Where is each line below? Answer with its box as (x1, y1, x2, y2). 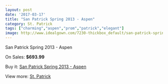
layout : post (5, 7, 32, 12)
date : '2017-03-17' (5, 12, 46, 17)
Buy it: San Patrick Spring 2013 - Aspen (5, 63, 86, 69)
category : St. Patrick (5, 21, 52, 26)
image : (5, 30, 19, 35)
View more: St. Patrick (5, 73, 51, 79)
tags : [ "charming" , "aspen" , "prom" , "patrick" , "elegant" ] (5, 26, 124, 31)
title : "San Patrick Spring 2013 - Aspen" (5, 16, 95, 21)
